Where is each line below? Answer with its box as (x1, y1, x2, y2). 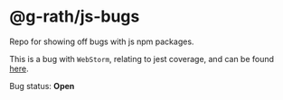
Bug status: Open (9, 80, 75, 91)
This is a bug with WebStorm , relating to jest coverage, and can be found (9, 53, 274, 64)
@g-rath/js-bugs (9, 6, 140, 27)
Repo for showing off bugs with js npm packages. (9, 36, 194, 47)
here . (9, 63, 29, 74)
